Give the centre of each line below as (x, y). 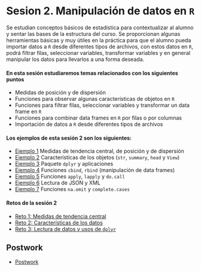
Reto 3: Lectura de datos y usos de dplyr (66, 229)
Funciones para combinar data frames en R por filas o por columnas (98, 118)
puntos (15, 79)
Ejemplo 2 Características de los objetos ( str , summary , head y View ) (97, 158)
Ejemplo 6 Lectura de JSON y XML (57, 183)
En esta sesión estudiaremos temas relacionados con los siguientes (92, 73)
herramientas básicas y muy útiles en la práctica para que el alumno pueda (99, 40)
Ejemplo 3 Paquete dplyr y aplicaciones (64, 164)
